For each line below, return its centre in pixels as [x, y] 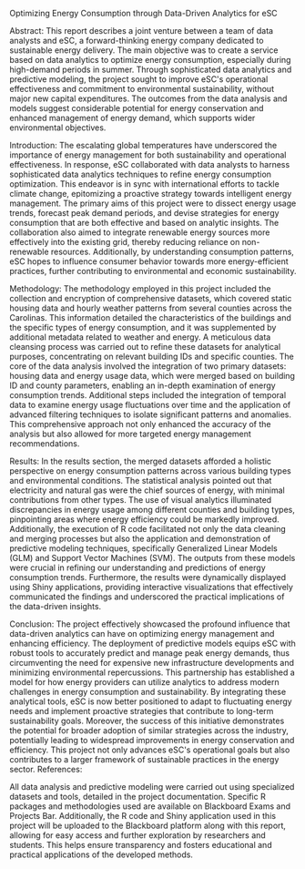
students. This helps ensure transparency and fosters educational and [141, 845]
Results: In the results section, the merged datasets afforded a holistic [140, 461]
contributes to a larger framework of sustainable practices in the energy [144, 759]
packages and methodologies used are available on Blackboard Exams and [150, 806]
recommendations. [45, 444]
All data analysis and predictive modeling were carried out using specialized [152, 787]
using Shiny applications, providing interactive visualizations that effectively [152, 587]
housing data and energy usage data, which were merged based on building [152, 376]
